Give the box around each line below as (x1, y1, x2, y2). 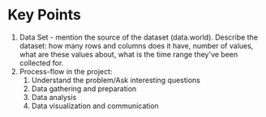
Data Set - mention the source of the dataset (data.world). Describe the (19, 32, 259, 42)
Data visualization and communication (31, 101, 159, 111)
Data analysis (31, 92, 77, 102)
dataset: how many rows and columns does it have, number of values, (19, 40, 254, 50)
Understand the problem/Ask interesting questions (31, 75, 200, 85)
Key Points (7, 6, 82, 24)
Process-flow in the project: (19, 66, 113, 76)
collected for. (19, 58, 64, 68)
